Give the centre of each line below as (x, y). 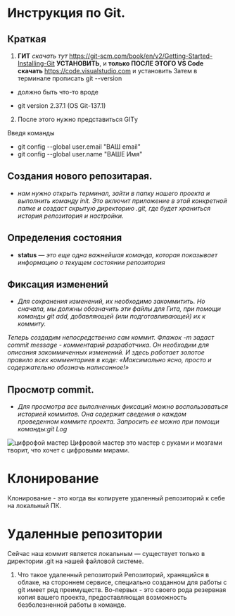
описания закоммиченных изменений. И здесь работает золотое (106, 352)
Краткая (27, 39)
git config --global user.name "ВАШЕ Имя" (80, 154)
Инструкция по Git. (66, 13)
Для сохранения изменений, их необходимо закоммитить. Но (111, 302)
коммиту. (32, 324)
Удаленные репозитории (85, 534)
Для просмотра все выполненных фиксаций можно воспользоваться (123, 407)
